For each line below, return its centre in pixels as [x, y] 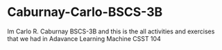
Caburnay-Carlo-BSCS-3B [85, 12]
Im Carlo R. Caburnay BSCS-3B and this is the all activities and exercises [111, 31]
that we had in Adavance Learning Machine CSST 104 [84, 38]
